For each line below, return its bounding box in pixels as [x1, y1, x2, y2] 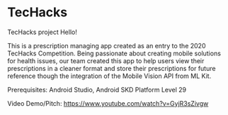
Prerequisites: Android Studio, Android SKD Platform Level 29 [7, 85, 186, 94]
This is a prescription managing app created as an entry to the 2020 [7, 41, 206, 50]
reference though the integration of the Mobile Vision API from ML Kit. [7, 72, 212, 80]
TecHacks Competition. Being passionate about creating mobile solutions [7, 49, 222, 57]
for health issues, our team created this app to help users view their [7, 56, 205, 65]
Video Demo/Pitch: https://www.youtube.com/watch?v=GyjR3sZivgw [7, 99, 209, 107]
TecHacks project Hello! [7, 28, 78, 36]
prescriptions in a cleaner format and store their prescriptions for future [7, 64, 216, 72]
